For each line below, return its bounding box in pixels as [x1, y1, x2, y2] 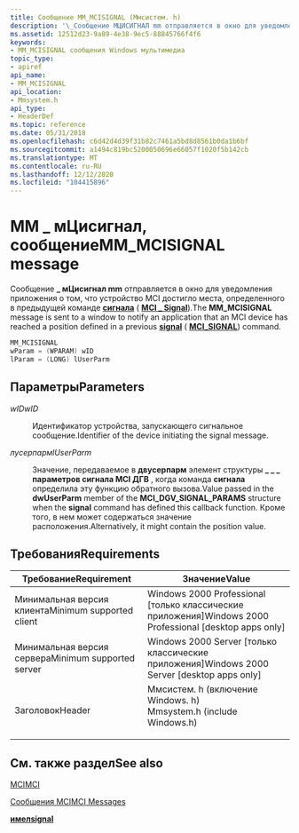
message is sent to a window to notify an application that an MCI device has [10, 312, 288, 322]
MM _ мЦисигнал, [10, 217, 147, 236]
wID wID [10, 403, 39, 414]
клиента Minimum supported [14, 605, 134, 617]
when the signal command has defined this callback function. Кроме [32, 502, 286, 512]
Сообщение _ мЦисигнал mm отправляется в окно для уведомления [10, 283, 273, 294]
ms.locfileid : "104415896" [10, 178, 110, 187]
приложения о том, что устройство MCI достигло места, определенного [10, 293, 285, 304]
